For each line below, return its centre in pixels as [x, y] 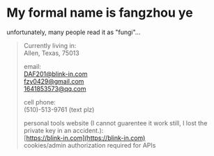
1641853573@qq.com [55, 88]
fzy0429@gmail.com [54, 81]
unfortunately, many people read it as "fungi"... [74, 32]
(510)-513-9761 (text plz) [59, 109]
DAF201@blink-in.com [55, 74]
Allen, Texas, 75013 [51, 53]
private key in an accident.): [63, 130]
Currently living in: [50, 45]
